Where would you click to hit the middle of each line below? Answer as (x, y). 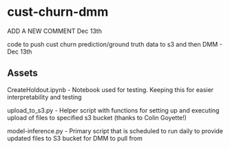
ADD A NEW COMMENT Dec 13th (54, 31)
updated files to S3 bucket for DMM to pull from (75, 138)
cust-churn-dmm (58, 12)
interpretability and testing (44, 97)
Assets (22, 73)
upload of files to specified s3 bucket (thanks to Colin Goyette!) (97, 117)
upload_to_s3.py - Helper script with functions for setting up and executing (113, 110)
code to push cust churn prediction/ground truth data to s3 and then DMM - (115, 44)
